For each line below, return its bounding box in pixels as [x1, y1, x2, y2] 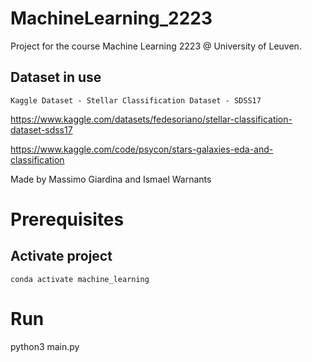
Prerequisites [10, 208, 125, 231]
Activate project [10, 248, 113, 265]
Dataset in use [10, 69, 102, 86]
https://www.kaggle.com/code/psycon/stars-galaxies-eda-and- [10, 143, 274, 155]
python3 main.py [10, 340, 80, 352]
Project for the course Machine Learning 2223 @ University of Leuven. [10, 40, 302, 52]
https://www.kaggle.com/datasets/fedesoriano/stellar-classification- [10, 113, 293, 125]
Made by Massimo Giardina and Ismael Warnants [10, 173, 212, 185]
